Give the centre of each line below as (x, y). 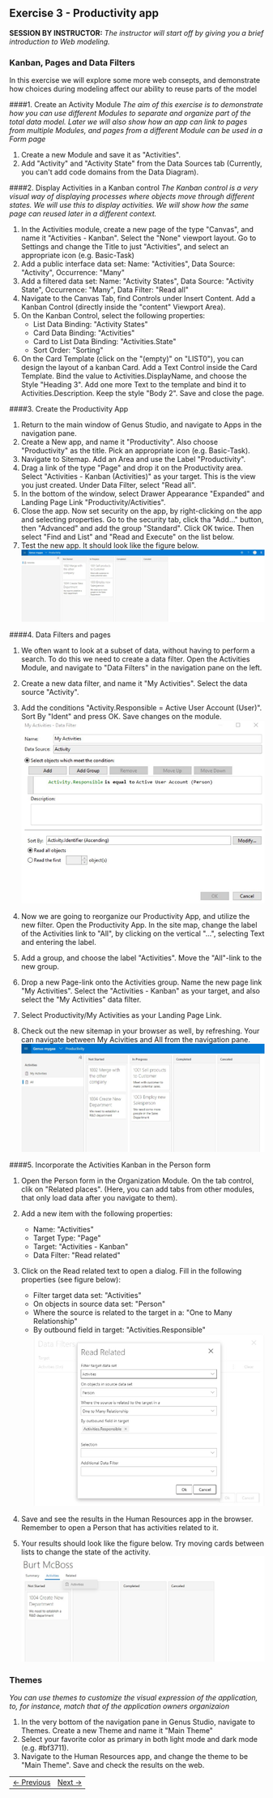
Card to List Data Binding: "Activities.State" (105, 342)
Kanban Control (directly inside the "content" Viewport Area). (123, 307)
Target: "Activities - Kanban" (81, 1247)
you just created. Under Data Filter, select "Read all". (109, 485)
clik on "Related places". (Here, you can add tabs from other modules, (137, 1189)
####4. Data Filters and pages (60, 635)
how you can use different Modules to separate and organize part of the (130, 114)
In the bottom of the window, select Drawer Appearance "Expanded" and (143, 494)
